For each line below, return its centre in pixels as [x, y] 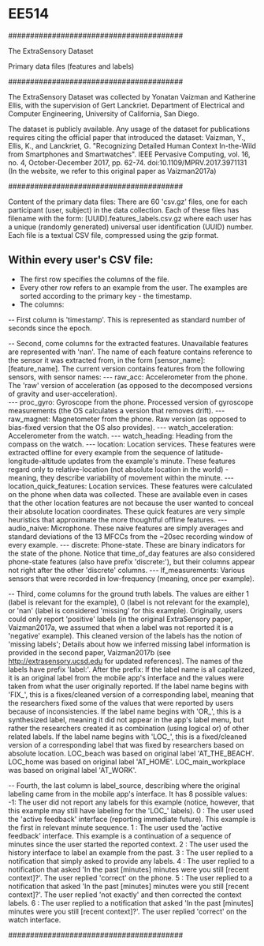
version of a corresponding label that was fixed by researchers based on [126, 744]
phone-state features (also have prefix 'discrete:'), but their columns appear [132, 561]
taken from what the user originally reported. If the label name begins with [128, 686]
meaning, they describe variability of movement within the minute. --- [121, 477]
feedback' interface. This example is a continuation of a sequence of [120, 835]
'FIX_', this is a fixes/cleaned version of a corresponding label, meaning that [131, 694]
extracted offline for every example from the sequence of [101, 452]
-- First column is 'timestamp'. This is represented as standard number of [127, 319]
